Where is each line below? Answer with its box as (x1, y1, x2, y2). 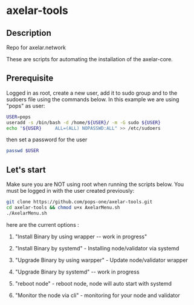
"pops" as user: (6, 102, 45, 109)
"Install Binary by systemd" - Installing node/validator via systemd (15, 244, 179, 252)
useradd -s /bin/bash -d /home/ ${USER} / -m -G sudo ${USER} (6, 119, 161, 126)
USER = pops (6, 113, 31, 120)
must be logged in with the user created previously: (6, 187, 135, 195)
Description (6, 28, 51, 38)
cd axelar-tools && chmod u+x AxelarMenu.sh (6, 204, 120, 210)
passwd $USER (6, 148, 39, 154)
